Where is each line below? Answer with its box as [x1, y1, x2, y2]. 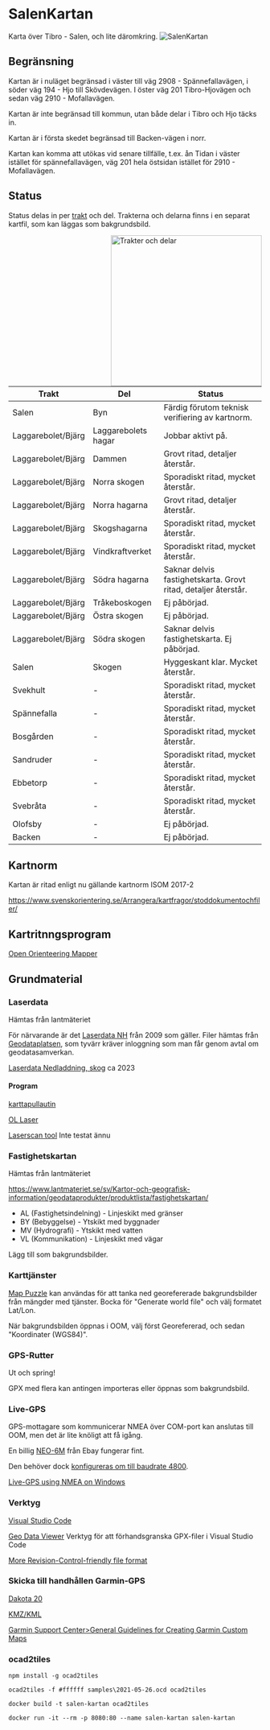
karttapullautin [8, 1100, 56, 1109]
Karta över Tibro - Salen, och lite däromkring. [8, 31, 158, 41]
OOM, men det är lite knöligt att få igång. [8, 1431, 143, 1440]
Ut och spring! [8, 1368, 56, 1377]
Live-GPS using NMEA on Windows [8, 1477, 126, 1487]
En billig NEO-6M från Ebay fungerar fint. [8, 1446, 145, 1455]
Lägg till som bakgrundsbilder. [8, 1249, 108, 1260]
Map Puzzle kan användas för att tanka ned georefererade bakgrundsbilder [8, 1288, 258, 1298]
